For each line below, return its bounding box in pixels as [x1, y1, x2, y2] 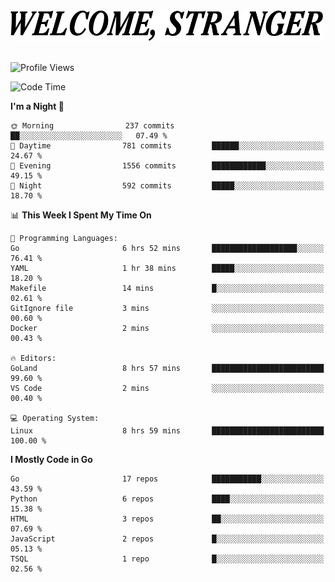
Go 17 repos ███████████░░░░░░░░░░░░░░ [10, 474, 325, 484]
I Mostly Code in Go [10, 454, 93, 466]
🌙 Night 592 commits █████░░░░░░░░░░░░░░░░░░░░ [10, 181, 325, 191]
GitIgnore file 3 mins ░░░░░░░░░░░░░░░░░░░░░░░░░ [10, 304, 325, 314]
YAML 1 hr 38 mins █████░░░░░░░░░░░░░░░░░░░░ [10, 264, 325, 274]
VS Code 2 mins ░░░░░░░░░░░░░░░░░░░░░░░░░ [10, 384, 325, 394]
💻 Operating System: [10, 414, 100, 424]
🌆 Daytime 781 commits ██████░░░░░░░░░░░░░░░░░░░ [10, 141, 325, 151]
